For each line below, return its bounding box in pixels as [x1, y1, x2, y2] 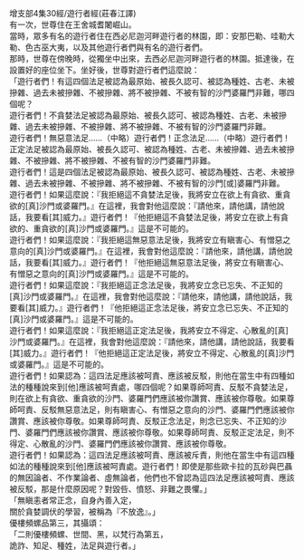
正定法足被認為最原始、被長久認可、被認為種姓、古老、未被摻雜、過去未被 [9, 144, 287, 154]
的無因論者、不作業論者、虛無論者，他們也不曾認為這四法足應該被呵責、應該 [9, 472, 295, 483]
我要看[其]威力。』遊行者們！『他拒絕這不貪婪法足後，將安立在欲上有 [24, 212, 281, 222]
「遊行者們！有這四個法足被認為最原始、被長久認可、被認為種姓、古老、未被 [9, 76, 295, 86]
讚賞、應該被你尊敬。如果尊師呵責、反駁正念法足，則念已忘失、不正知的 [9, 416, 279, 426]
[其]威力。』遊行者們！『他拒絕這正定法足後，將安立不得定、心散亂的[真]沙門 [9, 348, 295, 358]
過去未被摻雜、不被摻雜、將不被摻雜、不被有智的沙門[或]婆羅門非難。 [24, 178, 285, 188]
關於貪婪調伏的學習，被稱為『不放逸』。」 [9, 506, 160, 516]
